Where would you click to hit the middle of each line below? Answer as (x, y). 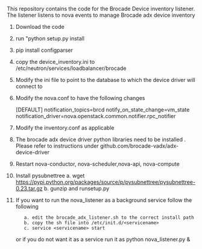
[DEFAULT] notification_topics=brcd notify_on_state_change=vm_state (103, 110)
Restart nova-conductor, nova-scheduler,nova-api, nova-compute (97, 164)
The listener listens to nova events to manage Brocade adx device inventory (101, 15)
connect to (29, 86)
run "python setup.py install (50, 38)
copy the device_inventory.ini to (55, 62)
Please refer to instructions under (57, 146)
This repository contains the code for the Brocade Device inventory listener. (101, 9)
